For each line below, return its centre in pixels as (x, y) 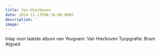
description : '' (22, 19)
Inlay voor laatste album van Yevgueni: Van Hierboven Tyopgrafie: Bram (80, 39)
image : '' (16, 24)
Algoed (13, 44)
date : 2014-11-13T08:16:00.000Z (39, 15)
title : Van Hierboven (28, 10)
